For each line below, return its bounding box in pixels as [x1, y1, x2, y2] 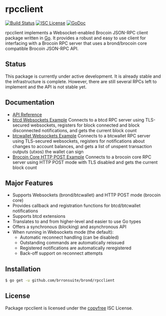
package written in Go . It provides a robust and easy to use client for [5, 35, 146, 41]
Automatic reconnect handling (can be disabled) [19, 234, 119, 240]
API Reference [12, 111, 42, 118]
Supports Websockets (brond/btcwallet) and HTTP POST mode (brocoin [12, 192, 161, 198]
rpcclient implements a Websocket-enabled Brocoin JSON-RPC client [5, 29, 148, 35]
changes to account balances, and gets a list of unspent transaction [12, 143, 152, 149]
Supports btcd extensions [12, 213, 66, 219]
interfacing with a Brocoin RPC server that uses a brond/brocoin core [5, 40, 147, 46]
